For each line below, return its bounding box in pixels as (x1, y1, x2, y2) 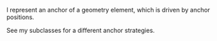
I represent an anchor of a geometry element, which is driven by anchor (6, 6, 211, 14)
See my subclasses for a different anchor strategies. (6, 27, 155, 34)
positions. (6, 13, 34, 21)
